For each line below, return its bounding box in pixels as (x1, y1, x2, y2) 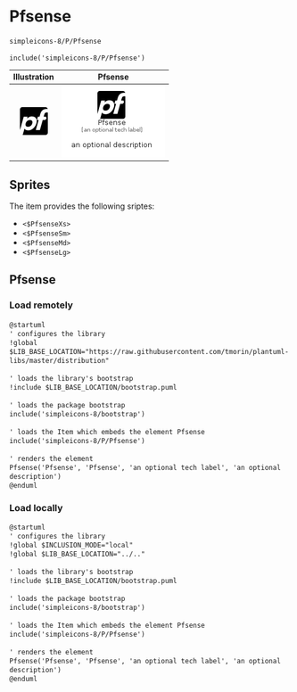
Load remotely (9, 299, 74, 311)
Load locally (9, 501, 63, 514)
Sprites (9, 177, 51, 193)
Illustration (12, 71, 55, 82)
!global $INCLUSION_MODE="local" (9, 540, 134, 549)
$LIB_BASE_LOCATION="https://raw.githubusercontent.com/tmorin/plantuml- (9, 347, 290, 356)
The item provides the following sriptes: (9, 201, 155, 211)
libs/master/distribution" (9, 356, 110, 365)
